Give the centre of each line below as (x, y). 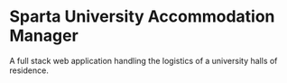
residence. (29, 70)
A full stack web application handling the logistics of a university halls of (143, 60)
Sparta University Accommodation (142, 17)
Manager (44, 36)
